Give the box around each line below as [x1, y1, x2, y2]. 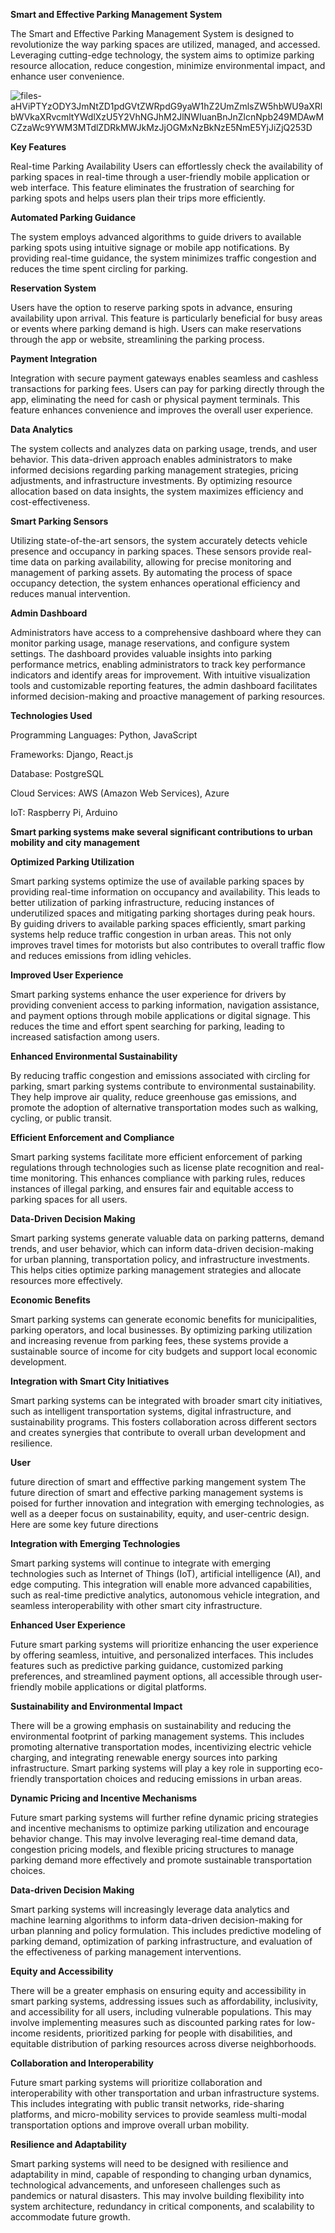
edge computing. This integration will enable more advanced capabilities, [10, 1579, 313, 1590]
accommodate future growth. [10, 2211, 131, 2223]
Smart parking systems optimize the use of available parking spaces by [10, 875, 305, 887]
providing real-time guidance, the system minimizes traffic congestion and [10, 252, 317, 264]
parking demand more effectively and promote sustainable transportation [10, 1854, 313, 1866]
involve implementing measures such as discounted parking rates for [10, 2017, 295, 2028]
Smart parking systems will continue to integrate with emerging [10, 1557, 272, 1569]
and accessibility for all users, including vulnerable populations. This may [10, 2006, 312, 2018]
